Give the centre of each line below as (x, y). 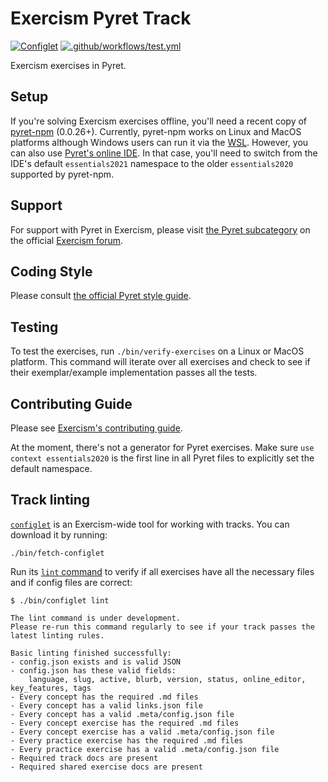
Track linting (50, 500)
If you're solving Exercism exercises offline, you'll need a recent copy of (159, 121)
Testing (34, 327)
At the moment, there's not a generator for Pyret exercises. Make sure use (162, 447)
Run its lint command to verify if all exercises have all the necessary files (162, 571)
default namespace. (51, 468)
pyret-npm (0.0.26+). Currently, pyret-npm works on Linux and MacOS (156, 131)
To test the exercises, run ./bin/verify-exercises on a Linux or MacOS (157, 351)
